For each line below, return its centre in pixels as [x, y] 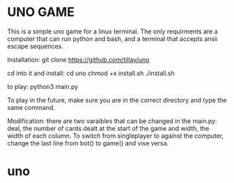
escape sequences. [36, 46]
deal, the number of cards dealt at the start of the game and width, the [108, 128]
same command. [31, 107]
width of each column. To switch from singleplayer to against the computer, [116, 136]
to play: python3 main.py [43, 86]
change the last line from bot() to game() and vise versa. [88, 143]
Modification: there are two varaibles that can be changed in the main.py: [112, 121]
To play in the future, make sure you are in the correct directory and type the [117, 100]
